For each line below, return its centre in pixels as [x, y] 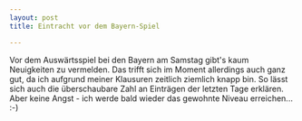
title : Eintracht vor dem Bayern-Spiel [85, 26]
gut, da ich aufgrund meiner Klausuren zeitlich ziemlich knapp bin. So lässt [149, 79]
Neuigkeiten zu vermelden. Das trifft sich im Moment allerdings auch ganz [147, 70]
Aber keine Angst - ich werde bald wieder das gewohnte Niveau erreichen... [151, 98]
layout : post [34, 18]
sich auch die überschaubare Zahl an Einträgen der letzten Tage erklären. [146, 88]
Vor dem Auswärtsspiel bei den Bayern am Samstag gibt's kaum [129, 60]
